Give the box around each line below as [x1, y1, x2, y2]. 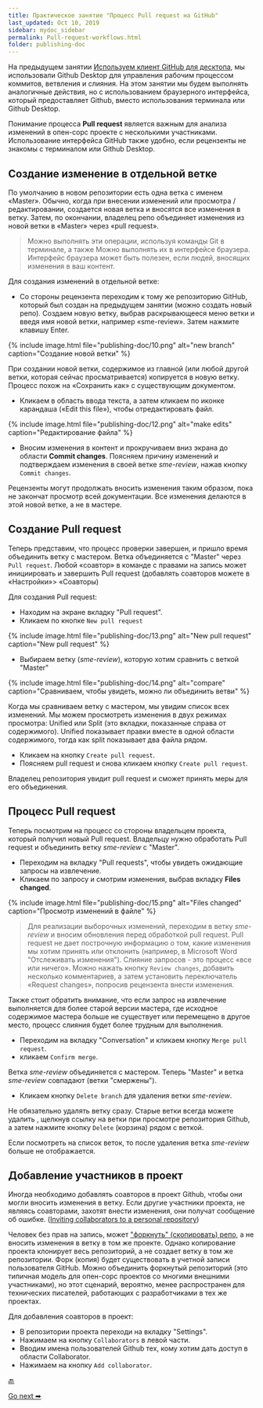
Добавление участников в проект [8, 1168, 184, 1182]
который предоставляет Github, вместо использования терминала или [8, 96, 245, 105]
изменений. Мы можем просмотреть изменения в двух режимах [8, 710, 227, 719]
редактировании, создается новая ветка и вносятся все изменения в [8, 204, 241, 214]
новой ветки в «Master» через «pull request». [8, 221, 159, 230]
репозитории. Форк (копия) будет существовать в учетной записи [8, 1255, 230, 1264]
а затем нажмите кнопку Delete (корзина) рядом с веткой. [8, 1122, 204, 1132]
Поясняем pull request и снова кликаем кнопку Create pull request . [19, 759, 248, 768]
